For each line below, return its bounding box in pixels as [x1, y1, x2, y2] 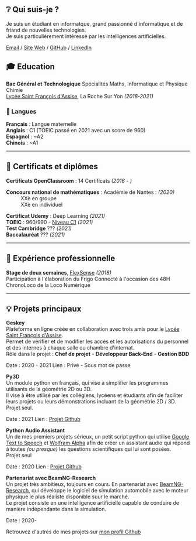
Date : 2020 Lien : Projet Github [6, 463, 82, 470]
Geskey [6, 319, 25, 327]
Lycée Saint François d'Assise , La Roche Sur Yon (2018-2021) [6, 93, 153, 100]
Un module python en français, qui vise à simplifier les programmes [6, 379, 169, 386]
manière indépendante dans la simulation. [6, 506, 107, 513]
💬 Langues [6, 107, 37, 115]
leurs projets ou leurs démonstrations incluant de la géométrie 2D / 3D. [6, 398, 177, 405]
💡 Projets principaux [6, 304, 82, 314]
